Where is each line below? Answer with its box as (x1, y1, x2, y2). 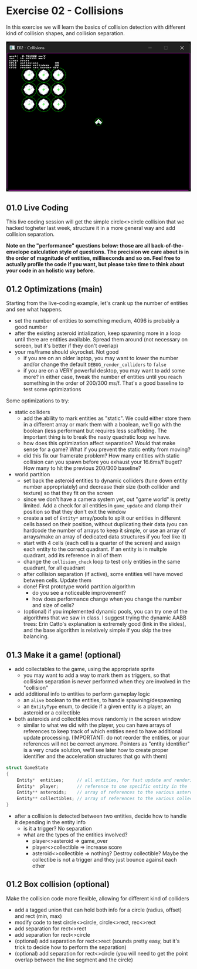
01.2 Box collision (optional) (6, 879, 110, 889)
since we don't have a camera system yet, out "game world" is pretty (23, 496, 191, 503)
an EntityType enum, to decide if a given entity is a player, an (23, 703, 171, 710)
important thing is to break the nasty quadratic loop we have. (23, 433, 171, 441)
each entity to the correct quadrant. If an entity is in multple (23, 546, 167, 553)
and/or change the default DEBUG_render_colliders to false (23, 361, 167, 368)
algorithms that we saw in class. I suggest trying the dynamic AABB (23, 614, 186, 621)
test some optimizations (23, 386, 81, 393)
